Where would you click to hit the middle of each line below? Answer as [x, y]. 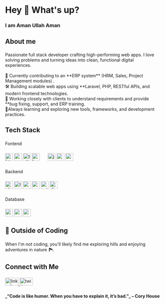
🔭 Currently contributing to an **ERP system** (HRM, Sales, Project [74, 76]
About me [20, 41]
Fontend [14, 143]
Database [15, 199]
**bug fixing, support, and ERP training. [45, 104]
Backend [14, 171]
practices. [15, 115]
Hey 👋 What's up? [42, 10]
